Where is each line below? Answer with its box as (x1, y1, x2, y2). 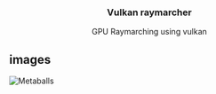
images (9, 51, 52, 67)
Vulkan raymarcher (106, 6, 193, 19)
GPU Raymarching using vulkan (92, 27, 207, 37)
